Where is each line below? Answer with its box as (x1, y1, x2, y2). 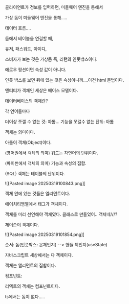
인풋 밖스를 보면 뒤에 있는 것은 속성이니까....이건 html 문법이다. (5, 77, 125, 83)
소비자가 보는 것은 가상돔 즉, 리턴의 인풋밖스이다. (5, 56, 98, 62)
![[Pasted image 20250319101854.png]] (5, 232, 85, 237)
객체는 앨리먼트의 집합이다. (5, 262, 56, 268)
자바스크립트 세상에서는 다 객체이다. (5, 252, 73, 258)
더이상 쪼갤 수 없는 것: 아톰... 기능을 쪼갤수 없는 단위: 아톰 (5, 119, 114, 124)
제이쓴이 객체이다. (5, 222, 40, 228)
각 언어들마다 (5, 108, 30, 114)
